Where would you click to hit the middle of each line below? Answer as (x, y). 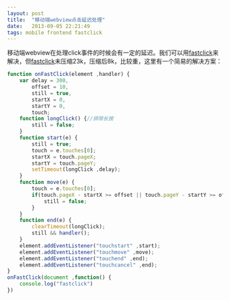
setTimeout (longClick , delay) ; (76, 169)
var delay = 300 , (44, 81)
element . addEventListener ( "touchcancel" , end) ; (88, 265)
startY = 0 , (49, 106)
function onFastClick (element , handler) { (68, 74)
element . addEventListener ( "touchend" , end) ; (84, 258)
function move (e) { (47, 182)
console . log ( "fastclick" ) (56, 284)
